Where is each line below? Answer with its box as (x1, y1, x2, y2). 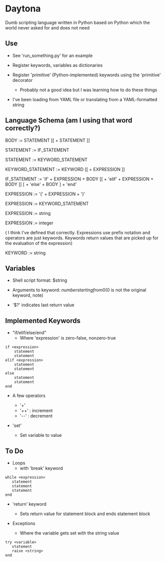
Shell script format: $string (12, 277, 68, 283)
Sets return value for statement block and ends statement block (19, 511, 151, 517)
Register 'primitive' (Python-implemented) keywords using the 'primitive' (12, 72, 162, 78)
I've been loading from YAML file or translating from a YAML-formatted (12, 96, 158, 102)
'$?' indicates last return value (12, 302, 75, 308)
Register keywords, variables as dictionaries (12, 62, 103, 68)
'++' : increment (19, 407, 53, 414)
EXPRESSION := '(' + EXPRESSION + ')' (5, 190, 85, 197)
